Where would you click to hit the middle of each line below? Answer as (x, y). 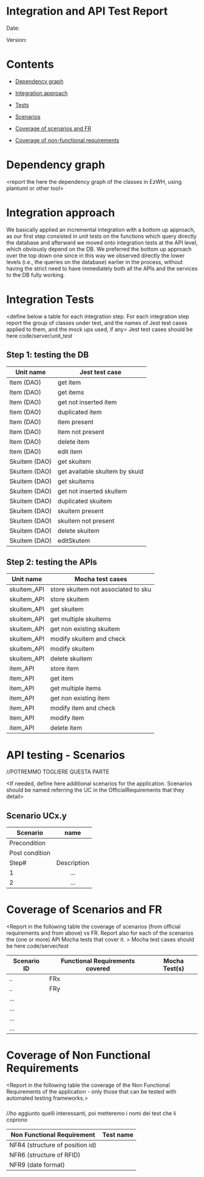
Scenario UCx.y (36, 816)
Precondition (28, 843)
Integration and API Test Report (87, 11)
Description (73, 863)
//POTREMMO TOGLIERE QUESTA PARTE (58, 772)
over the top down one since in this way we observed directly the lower (96, 255)
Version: (17, 40)
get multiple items (76, 688)
